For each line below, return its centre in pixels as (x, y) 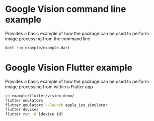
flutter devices (22, 110)
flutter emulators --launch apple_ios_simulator (56, 105)
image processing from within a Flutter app (49, 87)
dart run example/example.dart (38, 48)
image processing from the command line (48, 39)
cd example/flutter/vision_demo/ (40, 96)
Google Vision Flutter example (69, 67)
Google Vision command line (66, 9)
